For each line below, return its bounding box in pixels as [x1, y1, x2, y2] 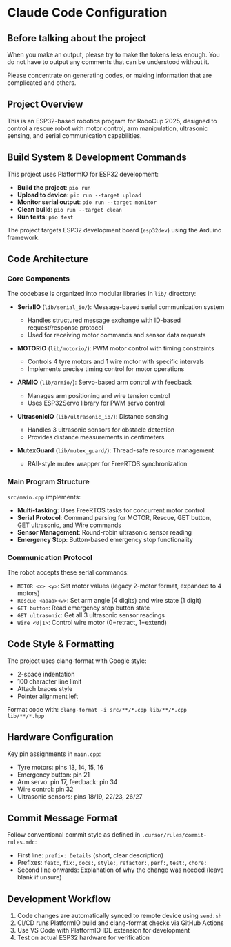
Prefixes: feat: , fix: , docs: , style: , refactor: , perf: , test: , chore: [17, 859, 208, 867]
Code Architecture [7, 253, 88, 265]
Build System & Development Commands [7, 152, 188, 163]
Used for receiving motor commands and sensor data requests [27, 331, 206, 339]
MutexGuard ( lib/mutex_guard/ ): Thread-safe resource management [17, 446, 214, 455]
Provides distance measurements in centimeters [27, 433, 165, 441]
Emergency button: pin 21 [17, 770, 90, 779]
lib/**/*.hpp [7, 712, 45, 719]
